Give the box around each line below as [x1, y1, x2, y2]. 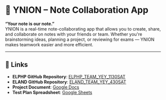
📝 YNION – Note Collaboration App [5, 4, 149, 16]
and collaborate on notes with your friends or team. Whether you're [5, 31, 142, 37]
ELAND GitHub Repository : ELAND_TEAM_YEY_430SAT [12, 79, 126, 85]
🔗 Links [5, 61, 28, 69]
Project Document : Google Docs [12, 84, 80, 90]
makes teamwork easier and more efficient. [5, 41, 94, 47]
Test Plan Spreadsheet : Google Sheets [12, 89, 92, 95]
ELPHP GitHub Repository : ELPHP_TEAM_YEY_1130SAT [12, 73, 126, 79]
